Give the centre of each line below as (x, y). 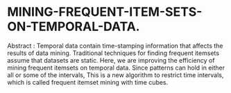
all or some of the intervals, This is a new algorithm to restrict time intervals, (115, 75)
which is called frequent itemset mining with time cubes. (88, 82)
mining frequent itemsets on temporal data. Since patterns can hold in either (116, 68)
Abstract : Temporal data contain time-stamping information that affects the (115, 45)
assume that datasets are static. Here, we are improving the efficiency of (111, 60)
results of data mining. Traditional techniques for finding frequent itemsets (113, 53)
